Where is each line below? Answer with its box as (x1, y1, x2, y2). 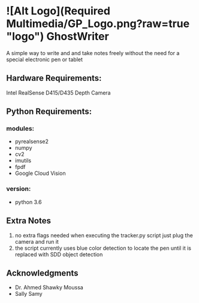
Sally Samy (14, 290, 43, 298)
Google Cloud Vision (14, 169, 66, 177)
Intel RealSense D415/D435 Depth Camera (6, 89, 111, 96)
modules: (6, 125, 35, 133)
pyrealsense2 (14, 138, 49, 145)
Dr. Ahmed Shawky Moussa (14, 284, 84, 291)
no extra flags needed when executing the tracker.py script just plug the (14, 232, 193, 239)
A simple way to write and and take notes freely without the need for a (6, 49, 180, 56)
